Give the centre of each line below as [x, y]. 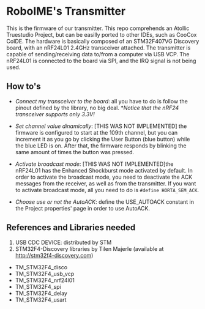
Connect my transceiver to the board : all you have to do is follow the [101, 101]
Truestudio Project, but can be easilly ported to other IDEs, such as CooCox [102, 34]
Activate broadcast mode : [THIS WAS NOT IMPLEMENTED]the [94, 164]
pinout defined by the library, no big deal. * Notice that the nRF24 [97, 108]
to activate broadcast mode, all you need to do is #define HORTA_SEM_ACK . [107, 190]
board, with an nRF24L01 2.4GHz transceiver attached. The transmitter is [99, 48]
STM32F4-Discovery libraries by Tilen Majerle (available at [89, 248]
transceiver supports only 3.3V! [55, 114]
